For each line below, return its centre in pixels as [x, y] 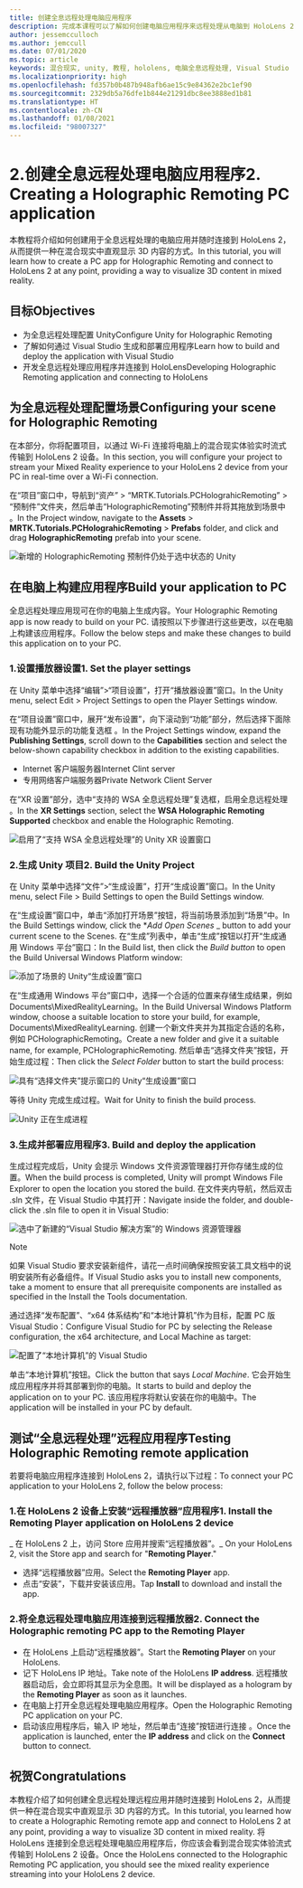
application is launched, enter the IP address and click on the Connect [154, 1736]
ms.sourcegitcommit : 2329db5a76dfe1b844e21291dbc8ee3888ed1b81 [131, 93]
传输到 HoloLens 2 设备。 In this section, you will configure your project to [146, 457]
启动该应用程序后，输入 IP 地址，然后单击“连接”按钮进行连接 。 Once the [156, 1726]
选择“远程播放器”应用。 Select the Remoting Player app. [126, 1572]
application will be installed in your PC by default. [101, 1408]
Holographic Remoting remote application [129, 1453]
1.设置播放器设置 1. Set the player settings [100, 668]
